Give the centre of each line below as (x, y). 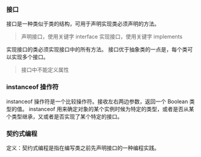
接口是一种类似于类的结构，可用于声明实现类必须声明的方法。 (83, 24)
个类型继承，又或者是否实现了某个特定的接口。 (64, 117)
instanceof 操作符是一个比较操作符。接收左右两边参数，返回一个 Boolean (97, 101)
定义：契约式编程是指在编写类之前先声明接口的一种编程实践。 (83, 148)
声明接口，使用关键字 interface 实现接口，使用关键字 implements (102, 37)
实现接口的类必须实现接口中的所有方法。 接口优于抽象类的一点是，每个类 (97, 50)
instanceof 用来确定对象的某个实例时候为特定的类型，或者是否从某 (111, 109)
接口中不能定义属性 (45, 70)
